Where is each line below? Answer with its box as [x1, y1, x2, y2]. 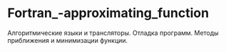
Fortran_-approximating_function [7, 5, 209, 21]
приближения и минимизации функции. [7, 36, 128, 44]
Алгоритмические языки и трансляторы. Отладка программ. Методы [7, 28, 219, 37]
